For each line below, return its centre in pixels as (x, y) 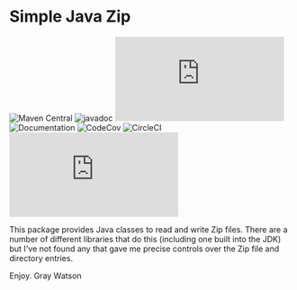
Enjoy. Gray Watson (46, 276)
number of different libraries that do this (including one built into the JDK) (145, 239)
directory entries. (41, 258)
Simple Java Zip (70, 17)
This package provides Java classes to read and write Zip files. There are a (148, 229)
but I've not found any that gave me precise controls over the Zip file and (144, 249)
